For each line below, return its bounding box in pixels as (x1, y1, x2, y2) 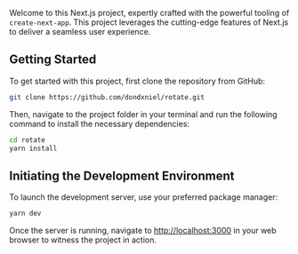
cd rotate (9, 135, 46, 145)
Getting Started (9, 52, 97, 67)
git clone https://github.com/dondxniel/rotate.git (9, 92, 205, 101)
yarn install (9, 144, 58, 153)
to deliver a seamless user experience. (9, 27, 151, 36)
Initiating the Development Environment (9, 168, 235, 183)
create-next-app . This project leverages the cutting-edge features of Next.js (9, 17, 289, 28)
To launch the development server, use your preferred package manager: (9, 192, 278, 202)
